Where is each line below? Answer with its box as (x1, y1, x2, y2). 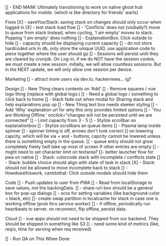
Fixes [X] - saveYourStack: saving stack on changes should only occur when (5, 19, 162, 25)
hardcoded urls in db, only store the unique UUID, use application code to (5, 46, 155, 51)
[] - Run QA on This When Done (5, 236, 70, 242)
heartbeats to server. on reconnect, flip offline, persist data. (5, 206, 127, 212)
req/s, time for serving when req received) (5, 226, 92, 232)
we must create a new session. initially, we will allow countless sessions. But (5, 61, 161, 67)
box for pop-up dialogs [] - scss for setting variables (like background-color (5, 190, 160, 196)
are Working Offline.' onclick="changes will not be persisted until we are (5, 112, 153, 118)
